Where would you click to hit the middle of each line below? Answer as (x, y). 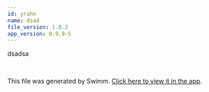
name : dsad (23, 21)
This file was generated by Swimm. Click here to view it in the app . (105, 81)
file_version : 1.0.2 (38, 27)
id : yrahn (22, 14)
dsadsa (18, 54)
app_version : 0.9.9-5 (39, 34)
